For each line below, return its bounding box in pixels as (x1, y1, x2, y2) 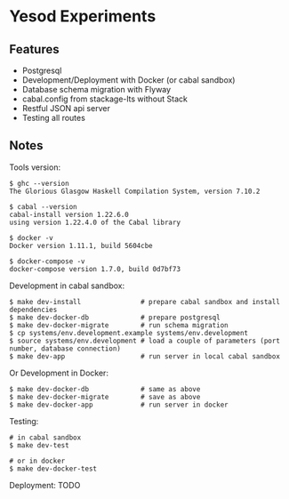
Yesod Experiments (9, 6, 157, 27)
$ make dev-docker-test (9, 464, 98, 473)
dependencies (9, 305, 58, 314)
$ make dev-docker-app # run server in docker (9, 400, 229, 409)
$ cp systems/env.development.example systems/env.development (9, 328, 249, 337)
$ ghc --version (9, 179, 69, 188)
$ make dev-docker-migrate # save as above (9, 392, 201, 401)
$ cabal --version (9, 202, 77, 211)
